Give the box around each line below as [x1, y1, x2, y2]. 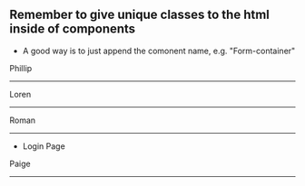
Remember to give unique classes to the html [9, 7, 271, 23]
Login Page [22, 140, 65, 152]
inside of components [9, 22, 136, 37]
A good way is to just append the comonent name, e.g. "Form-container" [22, 45, 296, 56]
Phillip [9, 62, 33, 73]
